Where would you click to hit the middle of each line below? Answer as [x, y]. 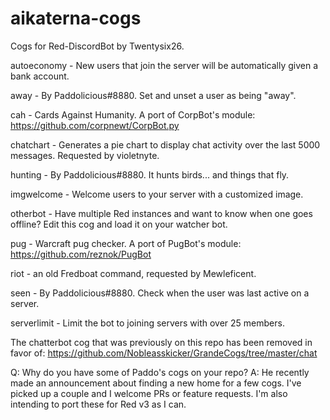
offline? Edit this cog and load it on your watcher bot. [119, 224]
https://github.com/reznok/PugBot [81, 254]
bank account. [40, 76]
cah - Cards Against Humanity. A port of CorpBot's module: [133, 114]
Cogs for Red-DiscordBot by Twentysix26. [97, 46]
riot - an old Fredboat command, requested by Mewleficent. [133, 273]
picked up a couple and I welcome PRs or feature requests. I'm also [149, 393]
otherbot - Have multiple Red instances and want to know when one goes [161, 213]
